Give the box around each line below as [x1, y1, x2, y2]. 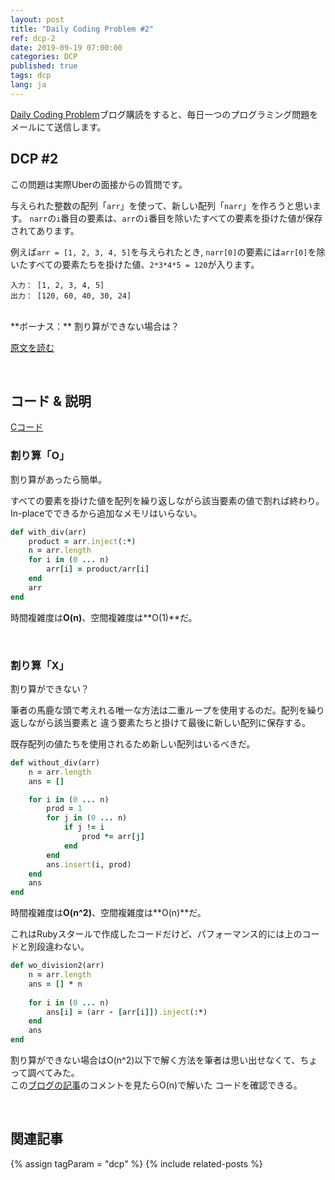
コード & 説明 [10, 392, 92, 410]
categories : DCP [10, 52, 78, 62]
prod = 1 [46, 804, 83, 814]
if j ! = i [63, 822, 105, 833]
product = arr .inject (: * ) [28, 536, 137, 546]
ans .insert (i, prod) [46, 859, 132, 870]
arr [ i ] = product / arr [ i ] [46, 564, 150, 575]
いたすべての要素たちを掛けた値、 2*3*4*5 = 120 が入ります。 [10, 258, 260, 270]
